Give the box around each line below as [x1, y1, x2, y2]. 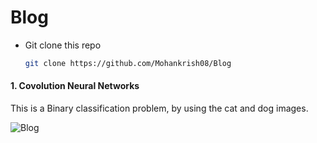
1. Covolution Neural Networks [10, 80, 140, 92]
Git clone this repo [24, 39, 102, 51]
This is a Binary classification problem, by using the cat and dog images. [10, 102, 309, 115]
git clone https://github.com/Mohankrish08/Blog [24, 58, 232, 68]
